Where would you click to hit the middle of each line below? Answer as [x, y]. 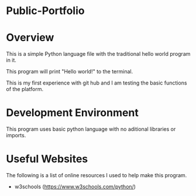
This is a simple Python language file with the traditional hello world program [98, 54]
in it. [11, 60]
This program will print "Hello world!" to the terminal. [70, 72]
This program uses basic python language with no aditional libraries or [91, 129]
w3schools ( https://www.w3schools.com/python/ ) [75, 187]
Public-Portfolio [45, 11]
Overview [30, 38]
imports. [16, 136]
